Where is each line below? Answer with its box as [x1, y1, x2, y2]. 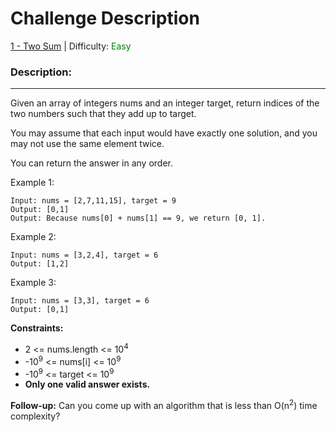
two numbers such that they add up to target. [10, 108, 197, 120]
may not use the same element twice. [10, 138, 165, 150]
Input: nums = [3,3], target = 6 [10, 296, 150, 306]
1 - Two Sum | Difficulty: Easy [10, 40, 132, 52]
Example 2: [10, 231, 57, 243]
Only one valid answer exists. [24, 378, 151, 391]
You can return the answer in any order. [10, 157, 173, 169]
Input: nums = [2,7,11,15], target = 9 [10, 196, 177, 206]
